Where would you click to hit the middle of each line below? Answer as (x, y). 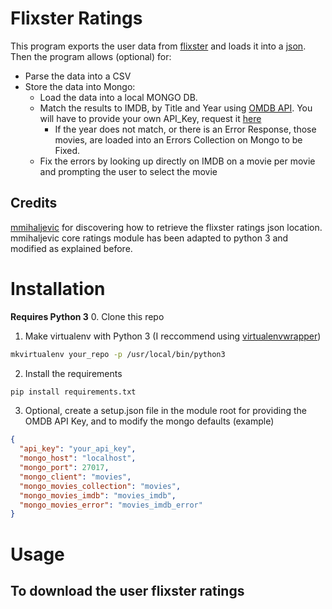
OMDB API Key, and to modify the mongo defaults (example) (149, 421)
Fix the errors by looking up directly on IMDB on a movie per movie (177, 161)
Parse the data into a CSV (78, 76)
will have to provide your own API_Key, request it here (150, 118)
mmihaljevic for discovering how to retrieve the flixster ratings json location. (166, 227)
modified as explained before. (71, 248)
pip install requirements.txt (73, 392)
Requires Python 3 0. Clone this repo (87, 316)
